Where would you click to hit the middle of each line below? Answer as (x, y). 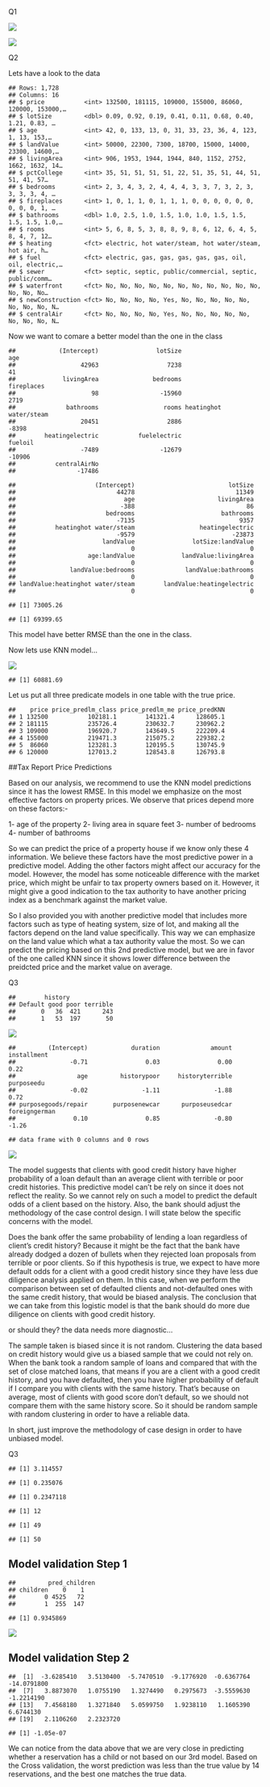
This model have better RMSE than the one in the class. (100, 634)
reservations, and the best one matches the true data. (98, 1774)
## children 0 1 (46, 1590)
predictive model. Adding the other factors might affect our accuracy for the (135, 866)
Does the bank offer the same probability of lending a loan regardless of (128, 1237)
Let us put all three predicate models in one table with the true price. (122, 695)
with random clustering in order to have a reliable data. (99, 1414)
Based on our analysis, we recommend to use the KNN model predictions (130, 783)
